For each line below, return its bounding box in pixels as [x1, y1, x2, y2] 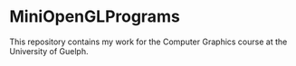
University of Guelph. [9, 45, 89, 56]
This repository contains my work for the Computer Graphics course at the [9, 36, 288, 47]
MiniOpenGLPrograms [9, 6, 181, 27]
